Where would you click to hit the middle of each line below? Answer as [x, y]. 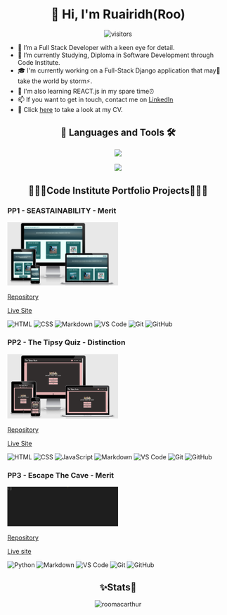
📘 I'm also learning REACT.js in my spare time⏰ [86, 91]
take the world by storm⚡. [55, 81]
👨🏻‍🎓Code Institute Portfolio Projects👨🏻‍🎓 [118, 191]
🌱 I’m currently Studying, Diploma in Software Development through [116, 55]
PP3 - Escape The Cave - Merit [61, 475]
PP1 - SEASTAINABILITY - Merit [62, 211]
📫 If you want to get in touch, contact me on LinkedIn [95, 99]
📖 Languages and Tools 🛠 [118, 133]
